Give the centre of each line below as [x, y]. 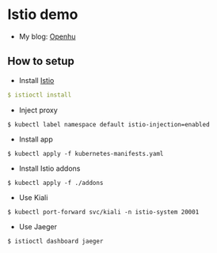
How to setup [41, 61]
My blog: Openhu [47, 36]
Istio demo [43, 15]
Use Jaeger [38, 226]
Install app [36, 139]
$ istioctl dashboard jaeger [55, 241]
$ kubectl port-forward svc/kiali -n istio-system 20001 [103, 212]
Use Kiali [33, 197]
